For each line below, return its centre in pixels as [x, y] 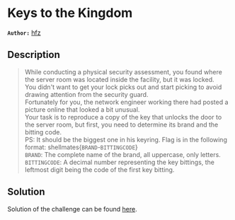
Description [34, 55]
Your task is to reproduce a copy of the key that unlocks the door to [123, 117]
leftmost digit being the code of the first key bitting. [99, 169]
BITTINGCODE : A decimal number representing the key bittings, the [119, 162]
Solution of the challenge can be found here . [72, 209]
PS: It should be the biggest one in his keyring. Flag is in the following [126, 139]
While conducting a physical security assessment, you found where [124, 71]
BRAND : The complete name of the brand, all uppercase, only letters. [122, 154]
